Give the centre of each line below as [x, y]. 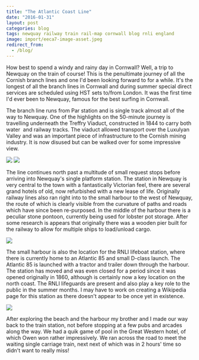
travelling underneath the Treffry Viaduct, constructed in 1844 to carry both [99, 123]
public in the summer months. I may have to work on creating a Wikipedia [96, 290]
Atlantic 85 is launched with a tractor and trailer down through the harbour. [98, 264]
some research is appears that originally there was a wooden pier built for [97, 223]
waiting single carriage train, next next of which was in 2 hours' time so [94, 344]
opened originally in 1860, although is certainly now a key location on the [96, 277]
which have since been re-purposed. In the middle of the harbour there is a [98, 210]
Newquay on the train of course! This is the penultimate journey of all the [96, 73]
